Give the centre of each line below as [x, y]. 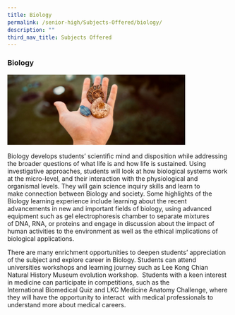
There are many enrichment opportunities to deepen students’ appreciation [117, 252]
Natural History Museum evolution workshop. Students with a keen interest [117, 275]
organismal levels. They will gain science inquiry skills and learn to [104, 186]
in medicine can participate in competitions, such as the [89, 283]
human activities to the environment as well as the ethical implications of [113, 231]
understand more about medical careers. [67, 305]
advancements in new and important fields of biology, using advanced [109, 209]
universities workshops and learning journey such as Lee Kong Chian [108, 268]
